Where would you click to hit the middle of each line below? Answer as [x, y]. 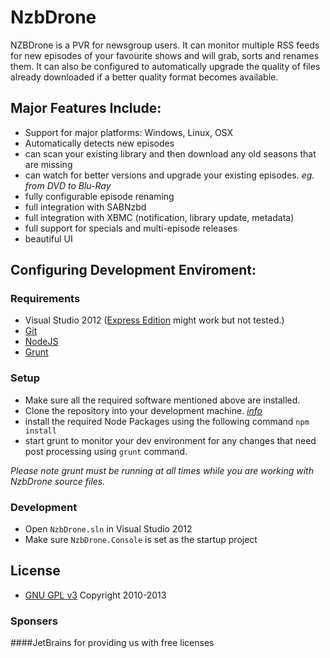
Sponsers [34, 621]
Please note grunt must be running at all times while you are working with [162, 470]
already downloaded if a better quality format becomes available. [144, 77]
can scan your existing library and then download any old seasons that [170, 153]
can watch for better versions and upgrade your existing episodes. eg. [169, 175]
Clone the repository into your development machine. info [143, 410]
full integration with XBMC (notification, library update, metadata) [159, 217]
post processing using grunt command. [106, 451]
